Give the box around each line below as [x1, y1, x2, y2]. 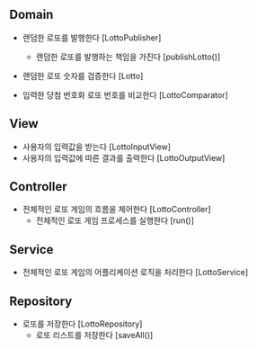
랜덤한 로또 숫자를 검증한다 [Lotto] [22, 70, 144, 81]
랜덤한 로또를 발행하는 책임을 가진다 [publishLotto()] [35, 51, 221, 62]
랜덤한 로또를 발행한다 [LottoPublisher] [22, 31, 162, 43]
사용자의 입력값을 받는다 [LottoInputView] [22, 141, 171, 152]
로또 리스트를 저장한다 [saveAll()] [35, 330, 154, 341]
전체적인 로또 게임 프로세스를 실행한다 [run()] [35, 215, 195, 226]
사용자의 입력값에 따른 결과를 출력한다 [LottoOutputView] [22, 152, 226, 163]
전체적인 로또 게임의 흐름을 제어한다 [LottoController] [22, 204, 211, 215]
